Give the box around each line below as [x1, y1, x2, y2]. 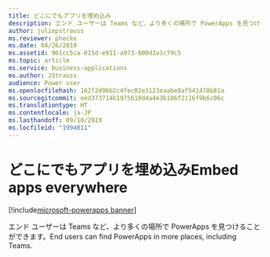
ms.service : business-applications [8, 64, 128, 72]
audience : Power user [8, 79, 81, 87]
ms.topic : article [8, 57, 70, 65]
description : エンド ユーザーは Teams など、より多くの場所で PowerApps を [8, 19, 243, 27]
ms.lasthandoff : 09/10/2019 [8, 116, 103, 124]
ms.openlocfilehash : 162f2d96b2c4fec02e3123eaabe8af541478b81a [8, 86, 225, 95]
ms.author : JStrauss [8, 71, 78, 80]
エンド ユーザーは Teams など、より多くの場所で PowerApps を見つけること [8, 222, 261, 231]
